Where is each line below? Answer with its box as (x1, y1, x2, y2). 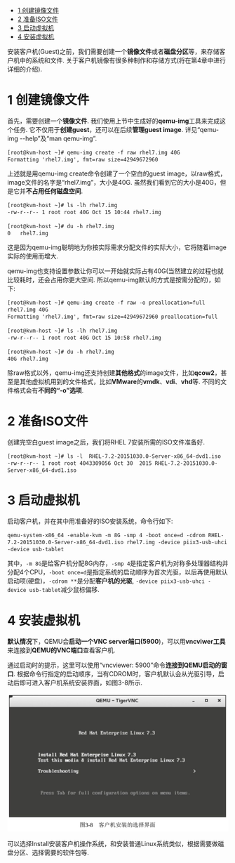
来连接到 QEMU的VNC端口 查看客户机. (7, 645, 116, 654)
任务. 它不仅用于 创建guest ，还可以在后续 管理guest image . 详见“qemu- (13, 125, 220, 133)
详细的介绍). (7, 65, 43, 73)
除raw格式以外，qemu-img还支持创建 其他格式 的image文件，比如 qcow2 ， (7, 368, 221, 377)
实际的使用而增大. (7, 251, 59, 260)
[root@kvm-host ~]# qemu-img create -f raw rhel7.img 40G (7, 149, 180, 156)
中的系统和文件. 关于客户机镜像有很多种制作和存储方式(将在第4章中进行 (19, 56, 227, 65)
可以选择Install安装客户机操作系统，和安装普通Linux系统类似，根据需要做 (7, 839, 219, 848)
